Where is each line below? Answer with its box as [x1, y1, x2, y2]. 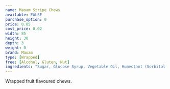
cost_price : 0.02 [5, 26, 42, 32]
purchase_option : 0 [5, 17, 47, 22]
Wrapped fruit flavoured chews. [5, 78, 72, 84]
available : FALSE [5, 12, 42, 17]
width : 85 [5, 31, 27, 36]
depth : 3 [5, 41, 24, 46]
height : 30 [5, 36, 29, 41]
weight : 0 [5, 45, 27, 50]
